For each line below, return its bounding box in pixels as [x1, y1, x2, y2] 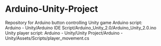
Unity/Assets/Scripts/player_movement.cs [5, 35, 89, 41]
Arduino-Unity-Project [5, 3, 99, 15]
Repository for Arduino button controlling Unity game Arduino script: [5, 20, 142, 25]
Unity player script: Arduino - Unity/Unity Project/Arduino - [5, 30, 123, 36]
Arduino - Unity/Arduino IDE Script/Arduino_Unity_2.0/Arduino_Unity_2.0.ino [5, 24, 157, 30]
